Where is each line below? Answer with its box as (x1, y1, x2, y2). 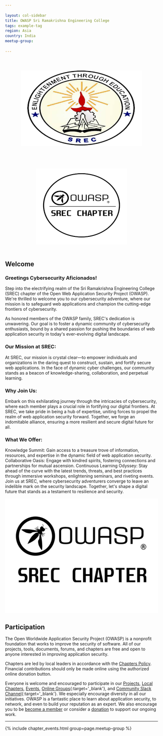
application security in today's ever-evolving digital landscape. (5, 331, 130, 337)
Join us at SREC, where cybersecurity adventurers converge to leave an (5, 478, 149, 484)
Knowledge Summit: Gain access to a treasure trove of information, (5, 448, 139, 453)
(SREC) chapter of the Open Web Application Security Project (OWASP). (5, 291, 149, 297)
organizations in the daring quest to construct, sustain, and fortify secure (5, 359, 151, 365)
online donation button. (5, 671, 52, 677)
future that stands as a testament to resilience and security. (5, 489, 124, 495)
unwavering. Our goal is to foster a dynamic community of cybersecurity (5, 321, 150, 327)
